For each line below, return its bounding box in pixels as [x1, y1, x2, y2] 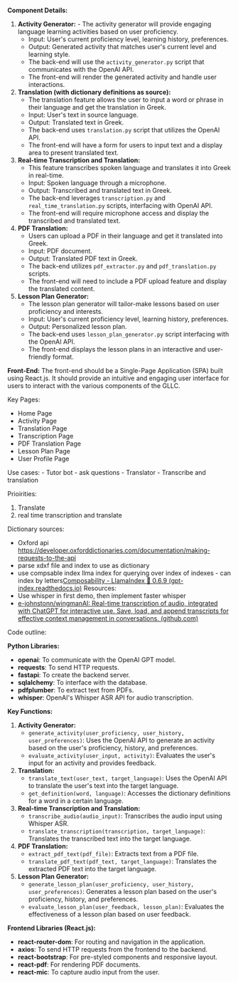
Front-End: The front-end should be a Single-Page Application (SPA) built [7, 367, 224, 374]
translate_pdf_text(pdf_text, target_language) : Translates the [28, 857, 217, 866]
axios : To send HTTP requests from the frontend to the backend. [17, 945, 208, 953]
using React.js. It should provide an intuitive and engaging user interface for [7, 374, 229, 382]
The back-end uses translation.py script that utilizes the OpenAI [28, 126, 220, 134]
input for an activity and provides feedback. [28, 759, 156, 767]
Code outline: [7, 628, 47, 636]
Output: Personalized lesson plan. [28, 322, 127, 330]
